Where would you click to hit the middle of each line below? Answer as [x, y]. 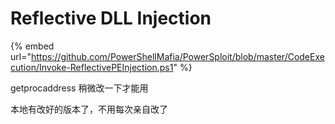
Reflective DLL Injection [111, 18]
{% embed [32, 46]
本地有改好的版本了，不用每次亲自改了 [89, 109]
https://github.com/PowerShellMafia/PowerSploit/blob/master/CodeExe [177, 56]
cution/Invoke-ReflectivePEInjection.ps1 [92, 67]
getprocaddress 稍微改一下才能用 [79, 88]
